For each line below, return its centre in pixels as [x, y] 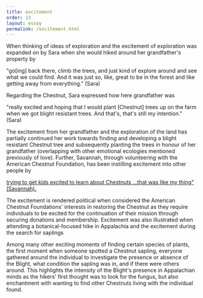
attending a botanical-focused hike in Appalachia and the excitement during [101, 226]
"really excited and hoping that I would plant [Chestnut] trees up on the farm [101, 107]
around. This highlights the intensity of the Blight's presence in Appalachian [101, 270]
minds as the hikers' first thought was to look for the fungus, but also [92, 277]
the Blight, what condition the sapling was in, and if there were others [93, 264]
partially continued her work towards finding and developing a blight [92, 138]
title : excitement [29, 12]
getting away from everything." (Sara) [53, 84]
